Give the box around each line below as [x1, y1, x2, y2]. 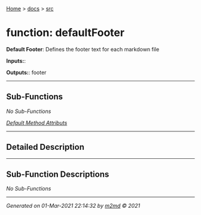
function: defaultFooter [6, 26, 124, 39]
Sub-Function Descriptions [6, 169, 109, 179]
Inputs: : [6, 57, 26, 64]
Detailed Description [6, 142, 85, 152]
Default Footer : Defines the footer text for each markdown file [6, 45, 160, 53]
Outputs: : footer [6, 69, 47, 76]
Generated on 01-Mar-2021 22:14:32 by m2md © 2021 [6, 202, 141, 210]
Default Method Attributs [6, 119, 68, 126]
